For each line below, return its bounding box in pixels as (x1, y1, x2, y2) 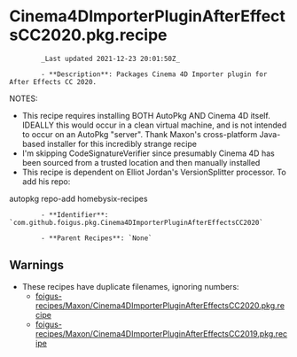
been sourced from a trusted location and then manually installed (21, 157, 261, 167)
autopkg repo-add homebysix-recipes (9, 193, 148, 204)
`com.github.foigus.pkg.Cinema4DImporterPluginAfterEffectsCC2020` (9, 218, 264, 227)
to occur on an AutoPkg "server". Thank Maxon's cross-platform (21, 128, 258, 139)
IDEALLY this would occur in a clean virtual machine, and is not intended (21, 120, 287, 130)
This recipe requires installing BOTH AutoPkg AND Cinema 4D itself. (21, 110, 270, 120)
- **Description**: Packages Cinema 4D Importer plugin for (41, 69, 268, 79)
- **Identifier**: (41, 210, 109, 219)
